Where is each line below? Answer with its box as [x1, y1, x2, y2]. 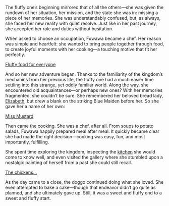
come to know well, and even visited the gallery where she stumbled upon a [5, 154, 163, 160]
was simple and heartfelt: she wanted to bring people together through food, [5, 41, 164, 47]
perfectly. [5, 51, 25, 58]
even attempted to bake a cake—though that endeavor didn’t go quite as [5, 184, 156, 190]
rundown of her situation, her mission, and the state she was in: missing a [5, 10, 158, 16]
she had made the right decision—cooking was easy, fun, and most [5, 134, 145, 139]
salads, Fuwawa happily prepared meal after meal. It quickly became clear [5, 128, 160, 134]
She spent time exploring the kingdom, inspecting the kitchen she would [5, 149, 155, 154]
